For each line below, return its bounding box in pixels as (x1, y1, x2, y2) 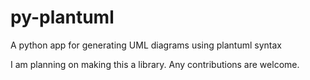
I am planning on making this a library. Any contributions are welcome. (10, 58, 300, 70)
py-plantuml (10, 6, 115, 29)
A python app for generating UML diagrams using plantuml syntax (10, 39, 282, 51)
